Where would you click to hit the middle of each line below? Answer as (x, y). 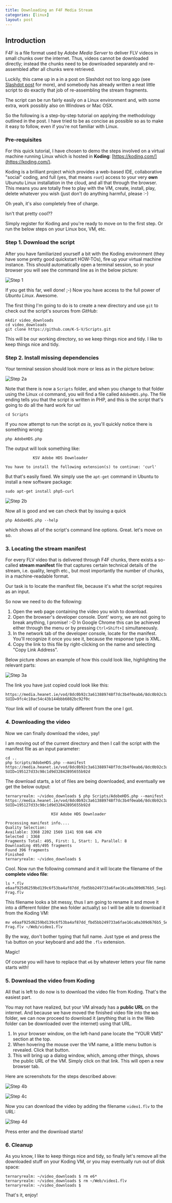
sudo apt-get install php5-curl (40, 492)
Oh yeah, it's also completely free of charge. (52, 204)
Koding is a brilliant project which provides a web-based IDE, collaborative (84, 172)
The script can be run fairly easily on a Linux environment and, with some (83, 100)
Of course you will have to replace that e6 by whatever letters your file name (85, 962)
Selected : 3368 (23, 836)
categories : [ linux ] (27, 15)
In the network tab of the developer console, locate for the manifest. (85, 634)
